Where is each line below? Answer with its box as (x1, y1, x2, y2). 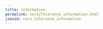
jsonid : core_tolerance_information (5, 16, 81, 21)
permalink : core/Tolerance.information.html (5, 12, 99, 17)
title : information (5, 7, 46, 12)
